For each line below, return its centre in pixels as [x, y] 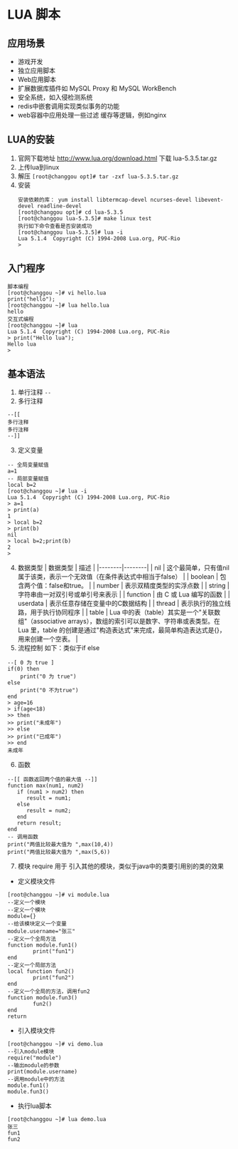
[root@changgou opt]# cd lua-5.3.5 [70, 212]
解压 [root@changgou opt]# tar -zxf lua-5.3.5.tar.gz [98, 176]
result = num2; [49, 811]
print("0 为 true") [48, 677]
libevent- [209, 200]
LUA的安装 [31, 140]
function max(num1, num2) [45, 786]
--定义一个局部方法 [32, 965]
